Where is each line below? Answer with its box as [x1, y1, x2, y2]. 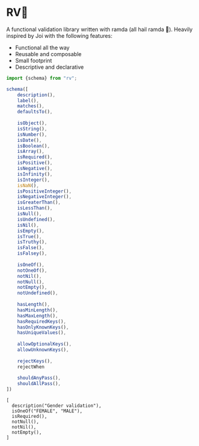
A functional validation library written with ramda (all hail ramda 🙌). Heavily [6, 26, 193, 33]
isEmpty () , [17, 228, 45, 234]
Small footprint [15, 57, 52, 64]
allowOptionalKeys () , [17, 341, 72, 347]
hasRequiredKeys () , [17, 318, 67, 325]
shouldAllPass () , [17, 381, 61, 387]
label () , [17, 97, 39, 104]
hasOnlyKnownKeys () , [17, 324, 69, 330]
